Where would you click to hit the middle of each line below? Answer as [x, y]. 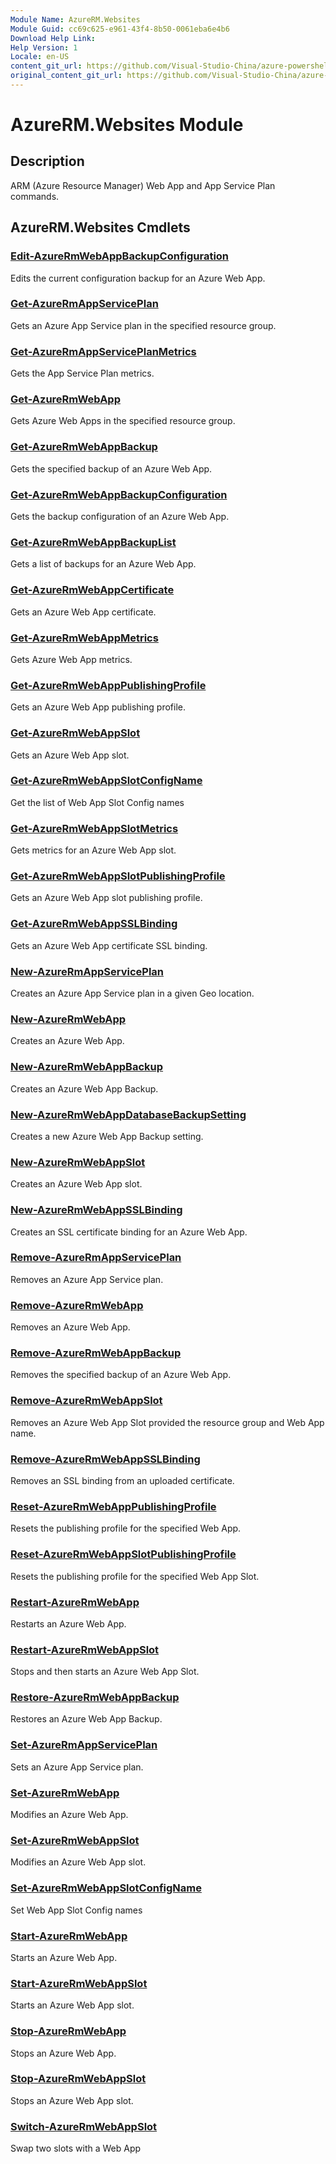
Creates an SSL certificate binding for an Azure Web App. [129, 1232]
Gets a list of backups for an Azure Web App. [103, 564]
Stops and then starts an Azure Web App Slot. [105, 1672]
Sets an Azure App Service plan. [77, 1767]
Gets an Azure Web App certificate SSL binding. [109, 945]
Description [47, 161]
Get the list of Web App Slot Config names [97, 802]
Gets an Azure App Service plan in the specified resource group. [143, 325]
